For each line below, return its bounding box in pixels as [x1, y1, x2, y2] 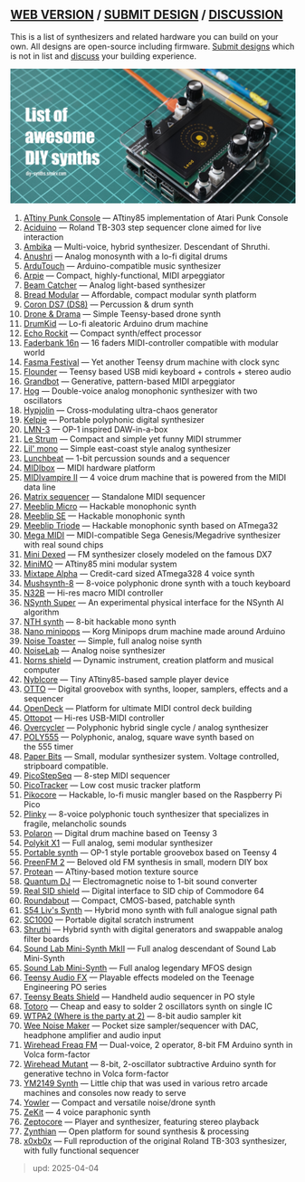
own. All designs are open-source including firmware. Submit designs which [10, 41, 295, 52]
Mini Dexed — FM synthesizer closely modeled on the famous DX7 [23, 549, 272, 560]
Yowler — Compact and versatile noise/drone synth [23, 1097, 216, 1108]
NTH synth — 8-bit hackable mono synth [23, 616, 176, 627]
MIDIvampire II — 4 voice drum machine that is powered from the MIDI [23, 472, 287, 483]
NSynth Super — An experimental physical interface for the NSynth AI [23, 597, 284, 608]
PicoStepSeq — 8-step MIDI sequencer [23, 770, 171, 781]
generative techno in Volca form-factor [23, 1068, 169, 1080]
